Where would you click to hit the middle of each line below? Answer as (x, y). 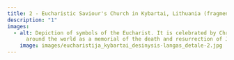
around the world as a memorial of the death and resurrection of (124, 39)
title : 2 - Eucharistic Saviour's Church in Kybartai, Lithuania (104, 13)
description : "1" (32, 20)
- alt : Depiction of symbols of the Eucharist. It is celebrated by (115, 33)
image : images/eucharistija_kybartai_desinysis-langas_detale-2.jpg (121, 46)
